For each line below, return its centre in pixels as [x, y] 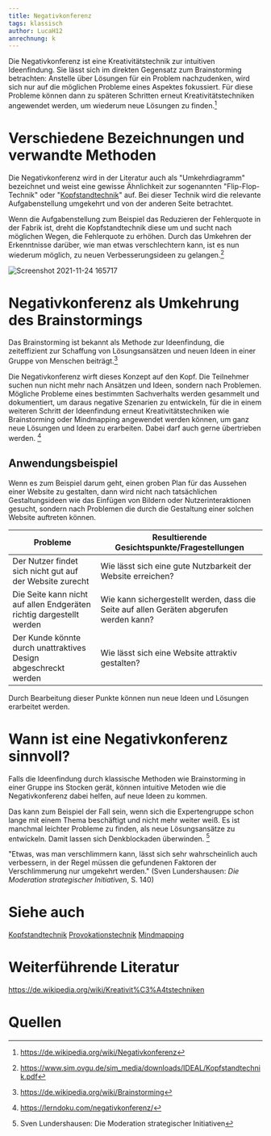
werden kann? [127, 619]
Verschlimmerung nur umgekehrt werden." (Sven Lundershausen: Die [124, 871]
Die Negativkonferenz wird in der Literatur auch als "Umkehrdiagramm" [127, 178]
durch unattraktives [49, 648]
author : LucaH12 [35, 31]
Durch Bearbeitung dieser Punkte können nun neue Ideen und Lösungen [129, 698]
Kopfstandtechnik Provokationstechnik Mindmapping [96, 935]
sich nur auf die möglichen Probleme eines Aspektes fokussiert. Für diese [131, 87]
